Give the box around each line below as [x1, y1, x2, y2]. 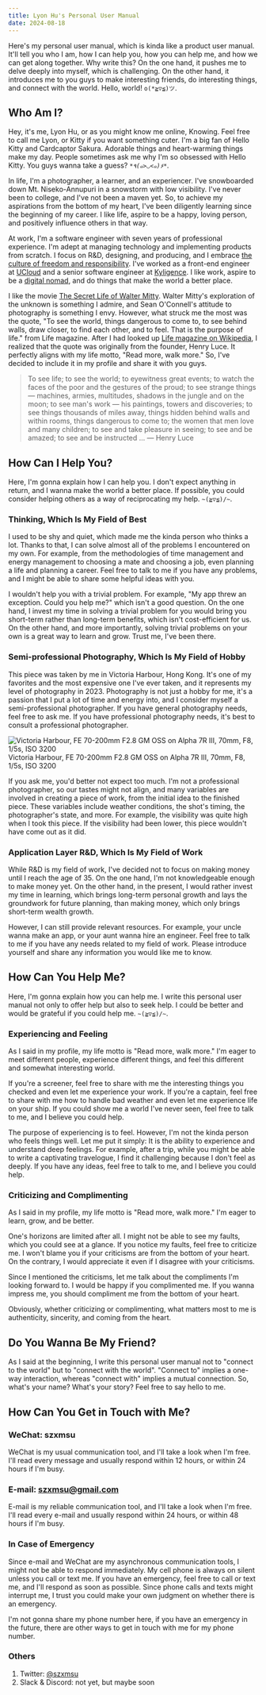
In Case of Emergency [8, 1539, 95, 1550]
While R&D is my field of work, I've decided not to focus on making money [8, 865, 250, 874]
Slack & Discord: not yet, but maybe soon [19, 1677, 155, 1687]
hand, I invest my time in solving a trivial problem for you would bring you [8, 607, 247, 616]
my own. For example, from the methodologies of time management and [8, 549, 244, 558]
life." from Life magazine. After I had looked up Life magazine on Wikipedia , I [8, 333, 258, 343]
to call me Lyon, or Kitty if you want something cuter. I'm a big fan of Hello [8, 136, 249, 145]
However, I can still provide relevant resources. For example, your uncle [8, 923, 241, 932]
